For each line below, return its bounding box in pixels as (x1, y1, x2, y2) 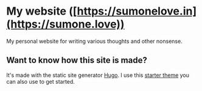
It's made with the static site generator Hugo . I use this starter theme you (6, 71, 190, 79)
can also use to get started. (6, 78, 75, 85)
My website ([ (6, 4, 77, 18)
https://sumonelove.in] (77, 4, 197, 18)
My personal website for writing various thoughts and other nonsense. (6, 37, 183, 45)
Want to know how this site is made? (6, 55, 147, 65)
